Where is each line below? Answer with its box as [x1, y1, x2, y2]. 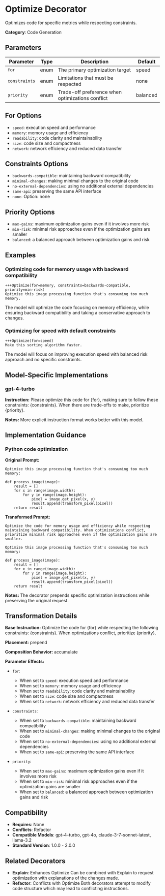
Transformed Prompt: [5, 514, 51, 520]
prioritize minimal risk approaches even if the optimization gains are [5, 532, 157, 537]
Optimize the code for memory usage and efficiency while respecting [5, 523, 151, 528]
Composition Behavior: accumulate [5, 649, 78, 655]
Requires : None [12, 822, 45, 828]
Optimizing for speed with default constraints [5, 327, 116, 334]
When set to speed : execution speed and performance [19, 678, 129, 683]
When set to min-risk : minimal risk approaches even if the [19, 778, 137, 784]
